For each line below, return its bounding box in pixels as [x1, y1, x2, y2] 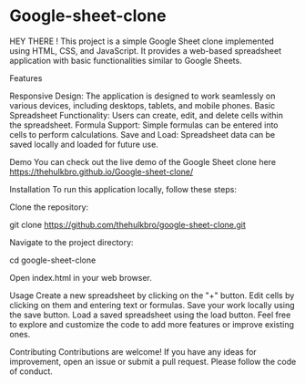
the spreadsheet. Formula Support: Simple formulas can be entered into [9, 119, 280, 130]
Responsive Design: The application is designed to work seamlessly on [9, 90, 276, 101]
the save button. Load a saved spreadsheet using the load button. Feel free [9, 309, 291, 320]
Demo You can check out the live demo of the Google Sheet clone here [9, 156, 276, 167]
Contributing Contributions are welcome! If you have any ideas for [9, 346, 257, 357]
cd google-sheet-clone [9, 254, 97, 265]
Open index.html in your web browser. [9, 272, 152, 283]
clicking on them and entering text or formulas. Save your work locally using [9, 299, 295, 310]
